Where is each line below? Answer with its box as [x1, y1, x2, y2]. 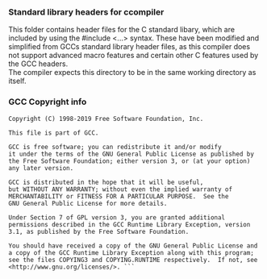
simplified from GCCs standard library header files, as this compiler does [8, 42, 251, 52]
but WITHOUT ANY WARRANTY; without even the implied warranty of [8, 185, 232, 194]
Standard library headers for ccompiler [8, 6, 165, 18]
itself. [8, 76, 27, 86]
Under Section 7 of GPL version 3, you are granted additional [8, 213, 226, 222]
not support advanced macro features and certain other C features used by [8, 51, 259, 60]
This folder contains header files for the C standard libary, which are [8, 25, 236, 35]
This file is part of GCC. [8, 128, 99, 137]
